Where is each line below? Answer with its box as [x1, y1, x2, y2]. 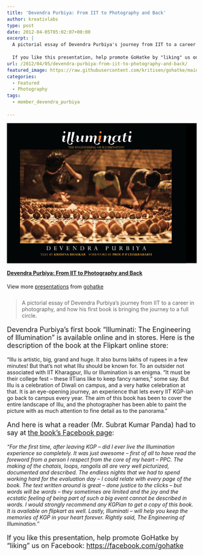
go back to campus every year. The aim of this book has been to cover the [7, 394, 192, 401]
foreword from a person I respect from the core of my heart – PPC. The [7, 456, 183, 463]
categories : [7, 73, 37, 80]
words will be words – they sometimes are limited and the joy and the [7, 488, 179, 495]
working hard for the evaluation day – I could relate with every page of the [7, 475, 192, 482]
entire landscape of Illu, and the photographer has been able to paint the [7, 401, 187, 408]
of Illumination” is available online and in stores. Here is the [7, 333, 195, 341]
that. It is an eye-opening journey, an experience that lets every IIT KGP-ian [7, 387, 193, 395]
